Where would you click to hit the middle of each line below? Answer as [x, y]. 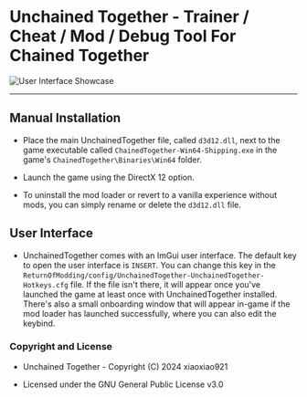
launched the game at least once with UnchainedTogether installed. [150, 294]
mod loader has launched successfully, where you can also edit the [149, 313]
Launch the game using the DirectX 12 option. [108, 177]
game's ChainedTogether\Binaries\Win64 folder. [112, 159]
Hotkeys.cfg [45, 285]
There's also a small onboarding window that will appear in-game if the [156, 304]
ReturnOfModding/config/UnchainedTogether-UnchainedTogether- [143, 276]
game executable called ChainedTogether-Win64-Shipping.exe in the [150, 150]
